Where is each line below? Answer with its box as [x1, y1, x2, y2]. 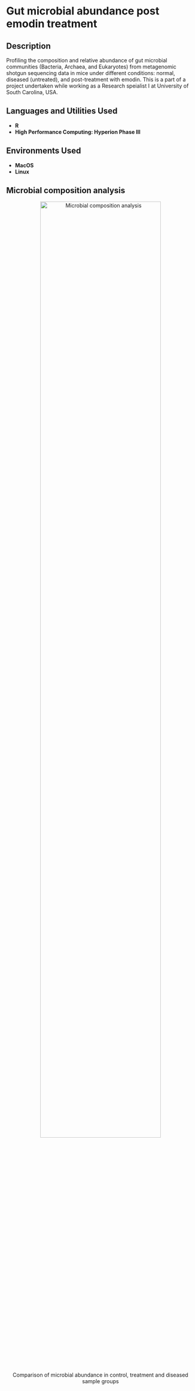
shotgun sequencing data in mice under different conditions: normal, [6, 70, 175, 76]
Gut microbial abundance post [6, 4, 160, 18]
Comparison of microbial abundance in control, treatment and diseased [13, 1371, 188, 1378]
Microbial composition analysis [6, 185, 126, 196]
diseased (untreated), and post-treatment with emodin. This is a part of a [6, 76, 186, 83]
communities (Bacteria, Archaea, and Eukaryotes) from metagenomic [6, 63, 176, 70]
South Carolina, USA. [6, 89, 58, 95]
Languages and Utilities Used [6, 106, 118, 116]
